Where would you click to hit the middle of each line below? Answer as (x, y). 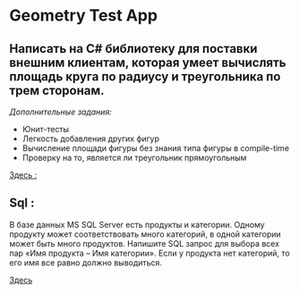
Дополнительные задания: (60, 112)
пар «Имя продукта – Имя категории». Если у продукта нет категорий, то (150, 253)
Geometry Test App (84, 16)
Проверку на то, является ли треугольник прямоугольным (134, 158)
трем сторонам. (57, 90)
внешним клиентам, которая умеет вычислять (148, 62)
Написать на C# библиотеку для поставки (133, 49)
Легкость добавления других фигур (90, 139)
